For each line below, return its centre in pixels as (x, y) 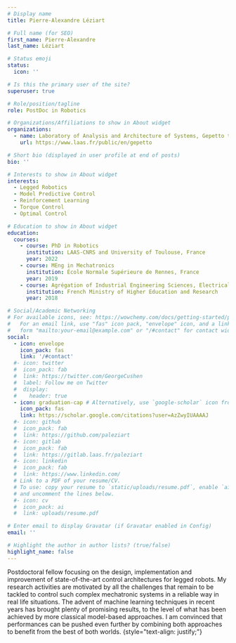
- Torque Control (39, 207)
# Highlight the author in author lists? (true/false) (89, 545)
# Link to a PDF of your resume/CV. (67, 481)
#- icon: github (37, 422)
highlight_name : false (40, 552)
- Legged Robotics (41, 188)
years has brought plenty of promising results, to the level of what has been (117, 609)
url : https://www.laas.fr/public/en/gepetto (86, 143)
